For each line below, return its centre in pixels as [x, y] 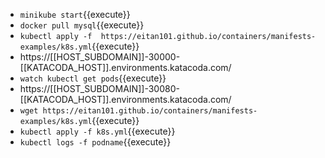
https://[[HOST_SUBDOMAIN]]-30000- [100, 57]
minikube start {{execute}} [75, 14]
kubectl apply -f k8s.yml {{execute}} [97, 131]
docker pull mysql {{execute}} [82, 25]
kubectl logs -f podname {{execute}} [95, 142]
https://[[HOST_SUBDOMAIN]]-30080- [99, 88]
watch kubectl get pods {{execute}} [93, 78]
